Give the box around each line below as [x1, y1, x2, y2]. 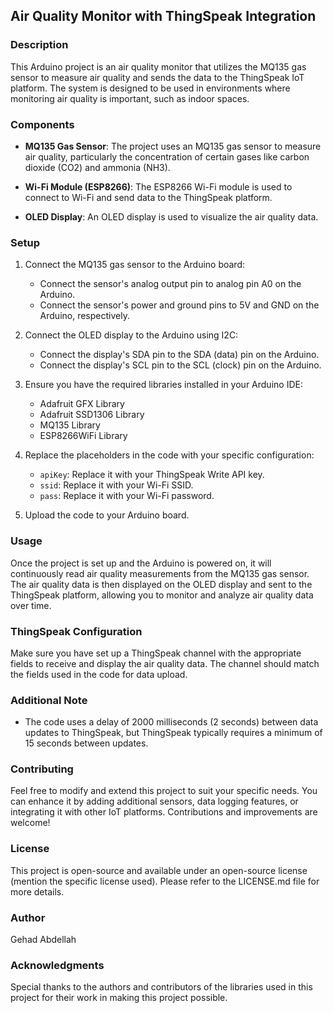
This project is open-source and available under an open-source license [10, 864, 308, 876]
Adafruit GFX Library [39, 398, 125, 410]
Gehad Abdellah [10, 934, 77, 946]
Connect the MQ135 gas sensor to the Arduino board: [24, 259, 246, 271]
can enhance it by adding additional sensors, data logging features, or [10, 795, 299, 808]
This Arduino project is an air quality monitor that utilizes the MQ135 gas [10, 60, 307, 73]
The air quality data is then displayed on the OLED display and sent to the [10, 578, 313, 590]
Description [10, 38, 69, 52]
